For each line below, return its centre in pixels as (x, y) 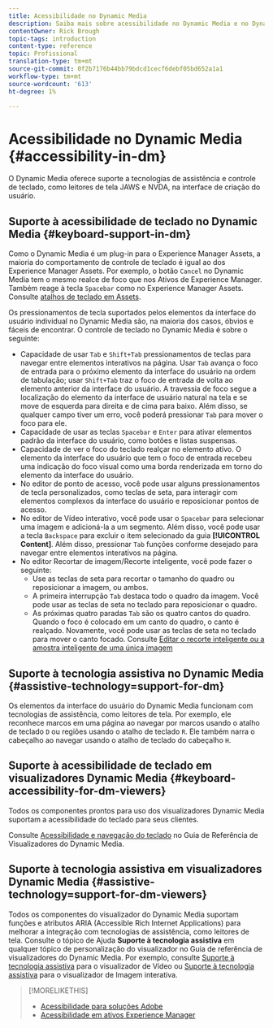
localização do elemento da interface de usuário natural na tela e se (134, 397)
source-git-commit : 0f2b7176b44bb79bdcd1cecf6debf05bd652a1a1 (116, 69)
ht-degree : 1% (32, 91)
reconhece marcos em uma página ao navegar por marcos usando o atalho (134, 722)
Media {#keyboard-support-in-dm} (100, 234)
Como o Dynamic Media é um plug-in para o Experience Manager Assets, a (135, 254)
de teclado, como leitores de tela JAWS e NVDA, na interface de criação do (134, 187)
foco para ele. (43, 423)
